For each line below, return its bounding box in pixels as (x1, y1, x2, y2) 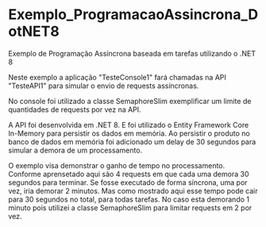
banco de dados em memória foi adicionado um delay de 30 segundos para (8, 137, 256, 146)
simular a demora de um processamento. (8, 145, 143, 155)
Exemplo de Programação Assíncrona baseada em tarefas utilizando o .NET (8, 48, 256, 58)
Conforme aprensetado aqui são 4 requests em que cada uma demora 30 (8, 169, 249, 179)
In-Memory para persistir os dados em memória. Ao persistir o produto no (8, 129, 250, 138)
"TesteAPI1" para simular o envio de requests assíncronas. (8, 81, 199, 90)
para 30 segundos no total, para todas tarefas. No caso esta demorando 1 (8, 194, 250, 204)
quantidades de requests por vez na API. (8, 105, 141, 114)
